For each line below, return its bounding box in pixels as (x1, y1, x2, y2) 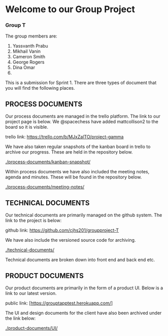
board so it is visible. (5, 124, 49, 130)
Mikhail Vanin (12, 48, 41, 54)
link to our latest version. (5, 290, 57, 296)
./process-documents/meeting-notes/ (5, 184, 85, 190)
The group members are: (5, 33, 57, 39)
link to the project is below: (5, 217, 62, 223)
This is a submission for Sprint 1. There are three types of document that (5, 80, 157, 86)
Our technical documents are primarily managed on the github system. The (5, 212, 162, 218)
